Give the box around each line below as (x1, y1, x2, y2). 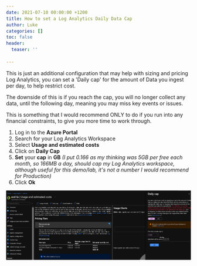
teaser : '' (11, 47, 38, 53)
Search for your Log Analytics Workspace (14, 135, 116, 142)
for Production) (14, 172, 52, 179)
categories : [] (6, 28, 43, 34)
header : (6, 41, 25, 46)
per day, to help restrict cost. (6, 82, 76, 89)
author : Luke (6, 22, 38, 28)
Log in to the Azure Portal (14, 129, 78, 136)
